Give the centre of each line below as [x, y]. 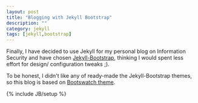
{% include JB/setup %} [36, 94]
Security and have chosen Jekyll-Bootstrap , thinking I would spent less [95, 58]
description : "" [27, 23]
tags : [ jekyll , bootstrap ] [39, 34]
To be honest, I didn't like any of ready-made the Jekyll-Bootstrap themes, [99, 76]
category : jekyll [28, 29]
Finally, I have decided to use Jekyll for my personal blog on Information [96, 51]
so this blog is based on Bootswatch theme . [61, 83]
